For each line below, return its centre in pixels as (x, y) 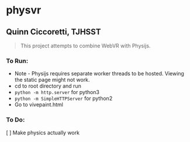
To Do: (15, 120)
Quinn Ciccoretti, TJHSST (53, 32)
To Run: (17, 61)
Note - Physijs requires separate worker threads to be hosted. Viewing (99, 74)
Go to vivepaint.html (39, 105)
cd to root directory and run (48, 86)
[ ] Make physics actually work (43, 133)
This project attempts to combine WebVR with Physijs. (85, 46)
